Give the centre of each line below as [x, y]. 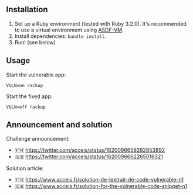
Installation [27, 10]
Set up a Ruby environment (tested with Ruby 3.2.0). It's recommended [100, 23]
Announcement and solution [59, 125]
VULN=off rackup [26, 107]
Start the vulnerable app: [36, 75]
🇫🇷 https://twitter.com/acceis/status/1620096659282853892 [90, 150]
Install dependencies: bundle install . [60, 36]
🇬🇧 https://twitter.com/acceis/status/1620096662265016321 [89, 156]
